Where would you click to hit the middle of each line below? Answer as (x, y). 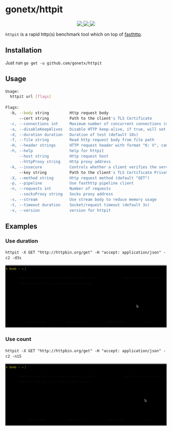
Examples (21, 227)
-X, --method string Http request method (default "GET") (80, 178)
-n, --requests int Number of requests (60, 189)
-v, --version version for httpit (60, 210)
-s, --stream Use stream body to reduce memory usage (83, 200)
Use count (18, 339)
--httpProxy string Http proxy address (65, 162)
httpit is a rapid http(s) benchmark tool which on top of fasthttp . (74, 34)
